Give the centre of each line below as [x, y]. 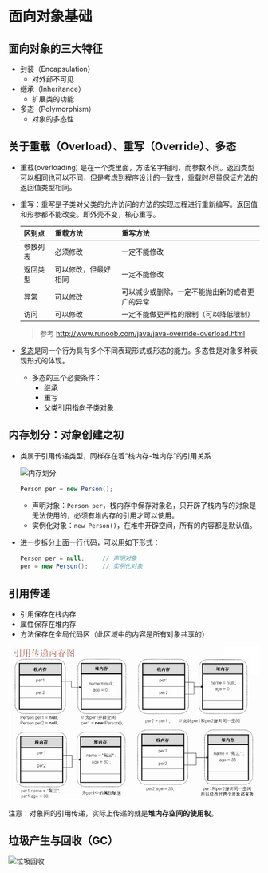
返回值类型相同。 [48, 187]
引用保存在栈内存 [48, 614]
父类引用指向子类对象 [79, 407]
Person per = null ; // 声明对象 [78, 558]
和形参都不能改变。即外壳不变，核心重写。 [90, 214]
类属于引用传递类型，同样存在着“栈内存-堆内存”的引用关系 [115, 455]
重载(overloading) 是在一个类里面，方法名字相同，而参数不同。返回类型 [137, 167]
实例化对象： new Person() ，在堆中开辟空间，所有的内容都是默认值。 [144, 525]
